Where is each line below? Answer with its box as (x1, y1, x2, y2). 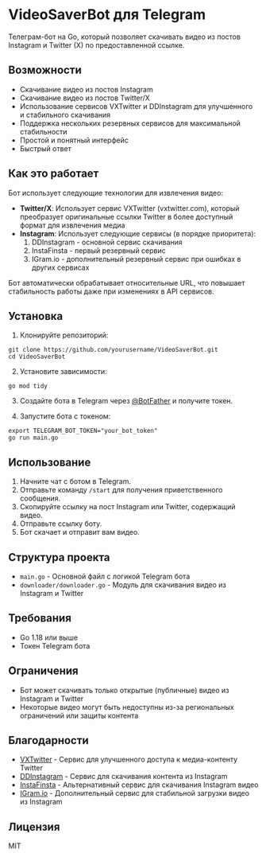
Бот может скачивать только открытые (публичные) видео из (19, 685, 229, 695)
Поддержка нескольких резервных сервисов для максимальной (19, 118, 241, 128)
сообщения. (19, 493, 61, 503)
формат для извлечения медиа (19, 220, 125, 230)
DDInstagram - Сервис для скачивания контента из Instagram (19, 772, 228, 781)
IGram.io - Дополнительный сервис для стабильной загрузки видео (19, 789, 250, 798)
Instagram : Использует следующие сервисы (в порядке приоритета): (19, 228, 256, 238)
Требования (8, 611, 71, 625)
